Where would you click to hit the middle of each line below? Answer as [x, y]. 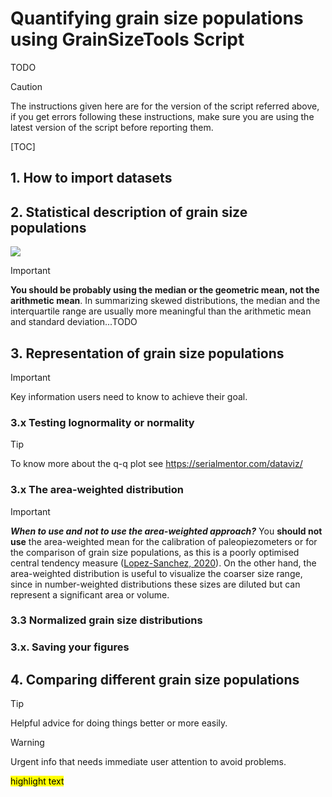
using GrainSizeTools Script [127, 39]
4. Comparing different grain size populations [155, 679]
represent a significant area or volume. [90, 594]
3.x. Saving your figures [70, 647]
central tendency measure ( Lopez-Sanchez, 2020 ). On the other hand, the [163, 563]
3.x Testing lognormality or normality [102, 422]
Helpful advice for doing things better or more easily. [119, 723]
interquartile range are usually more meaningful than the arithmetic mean [161, 311]
